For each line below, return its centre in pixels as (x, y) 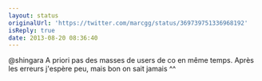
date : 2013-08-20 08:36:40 (53, 38)
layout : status (34, 15)
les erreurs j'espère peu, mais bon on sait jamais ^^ (92, 69)
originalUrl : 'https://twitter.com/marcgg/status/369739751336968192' (128, 23)
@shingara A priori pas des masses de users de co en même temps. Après (131, 60)
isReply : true (32, 30)
